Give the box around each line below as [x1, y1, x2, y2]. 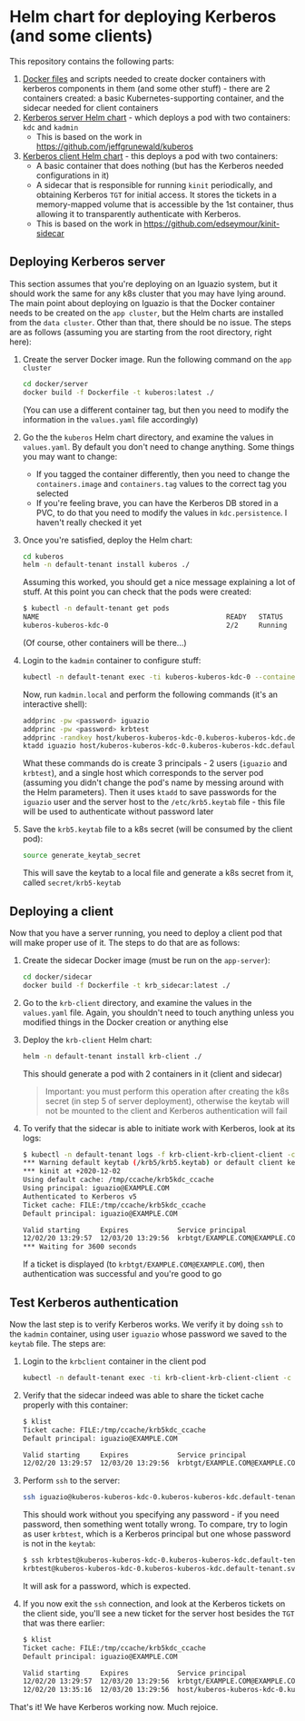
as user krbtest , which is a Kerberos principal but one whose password [22, 1528, 291, 1539]
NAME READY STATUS [22, 612, 283, 622]
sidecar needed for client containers [22, 102, 159, 113]
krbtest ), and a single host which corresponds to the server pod [22, 768, 264, 779]
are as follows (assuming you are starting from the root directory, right [9, 326, 272, 337]
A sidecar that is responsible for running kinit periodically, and [35, 179, 273, 190]
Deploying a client [9, 903, 113, 919]
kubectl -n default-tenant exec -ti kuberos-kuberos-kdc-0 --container [22, 672, 300, 681]
